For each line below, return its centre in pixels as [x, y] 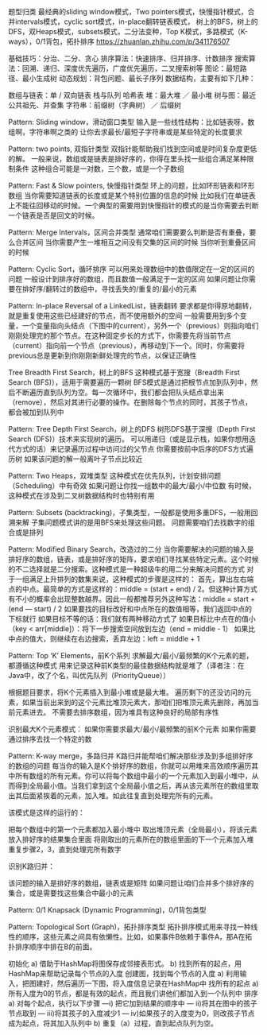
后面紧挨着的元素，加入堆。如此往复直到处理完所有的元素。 [119, 796]
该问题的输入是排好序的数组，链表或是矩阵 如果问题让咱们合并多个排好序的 [131, 883]
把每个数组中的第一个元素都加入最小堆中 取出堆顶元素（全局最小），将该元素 [133, 830]
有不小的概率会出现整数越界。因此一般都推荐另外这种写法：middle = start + [132, 599]
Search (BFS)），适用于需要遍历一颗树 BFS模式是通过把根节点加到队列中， [130, 382]
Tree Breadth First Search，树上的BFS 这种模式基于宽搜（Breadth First [124, 372]
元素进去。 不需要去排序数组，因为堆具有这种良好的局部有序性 [117, 712]
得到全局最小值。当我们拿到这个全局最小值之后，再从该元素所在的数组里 [133, 786]
